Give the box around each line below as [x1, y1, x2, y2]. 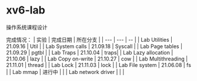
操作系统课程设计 [6, 23, 48, 31]
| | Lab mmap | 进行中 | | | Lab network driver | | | [6, 68, 125, 75]
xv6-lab [6, 4, 45, 17]
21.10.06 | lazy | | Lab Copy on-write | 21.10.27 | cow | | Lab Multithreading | [6, 55, 188, 62]
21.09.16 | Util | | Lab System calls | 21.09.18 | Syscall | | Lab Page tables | [6, 42, 183, 50]
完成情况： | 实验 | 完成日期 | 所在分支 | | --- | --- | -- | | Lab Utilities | [6, 36, 172, 43]
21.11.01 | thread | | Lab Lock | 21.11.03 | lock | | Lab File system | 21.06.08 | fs [6, 61, 191, 68]
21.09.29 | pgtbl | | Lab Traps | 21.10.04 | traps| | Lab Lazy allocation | [6, 49, 173, 56]
